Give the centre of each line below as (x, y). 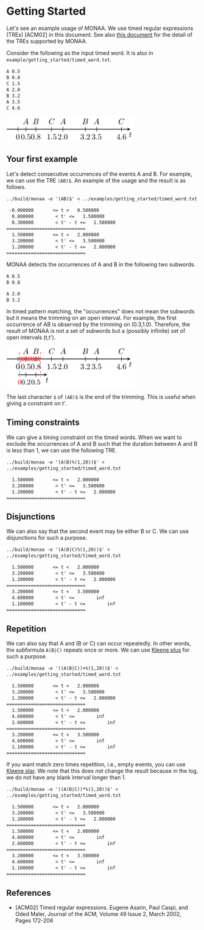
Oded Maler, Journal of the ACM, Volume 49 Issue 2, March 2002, (98, 914)
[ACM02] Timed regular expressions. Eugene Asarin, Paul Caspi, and (102, 907)
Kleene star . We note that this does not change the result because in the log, (102, 771)
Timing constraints (43, 423)
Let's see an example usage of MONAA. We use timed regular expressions (100, 28)
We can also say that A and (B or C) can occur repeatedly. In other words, (99, 644)
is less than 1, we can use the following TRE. (62, 450)
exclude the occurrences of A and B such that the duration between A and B (102, 443)
